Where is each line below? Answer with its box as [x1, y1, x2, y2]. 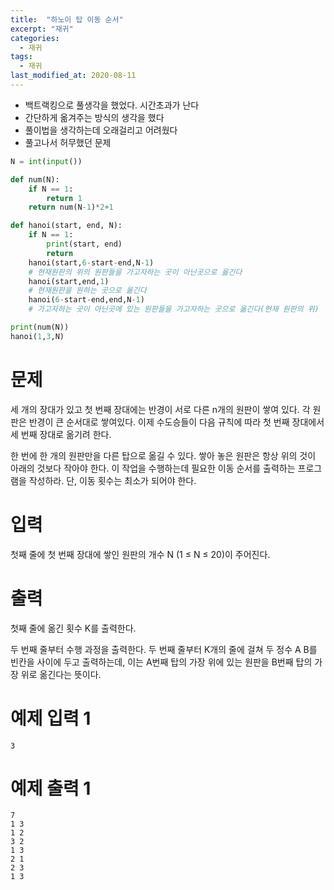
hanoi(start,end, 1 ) [28, 276, 110, 286]
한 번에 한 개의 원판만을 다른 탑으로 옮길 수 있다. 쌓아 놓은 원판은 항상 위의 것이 [10, 449, 317, 461]
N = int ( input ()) [10, 156, 83, 166]
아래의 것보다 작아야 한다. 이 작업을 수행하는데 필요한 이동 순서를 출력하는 [10, 462, 296, 474]
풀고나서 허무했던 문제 [24, 136, 112, 148]
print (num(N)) [10, 322, 70, 332]
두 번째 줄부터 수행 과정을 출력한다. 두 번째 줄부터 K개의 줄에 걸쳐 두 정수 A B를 [10, 643, 318, 655]
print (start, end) [46, 239, 123, 249]
